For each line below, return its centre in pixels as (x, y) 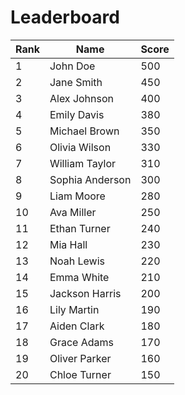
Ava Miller (73, 212)
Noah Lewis (77, 261)
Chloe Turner (80, 374)
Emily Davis (77, 114)
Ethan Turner (80, 228)
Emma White (79, 277)
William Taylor (82, 163)
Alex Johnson (82, 98)
